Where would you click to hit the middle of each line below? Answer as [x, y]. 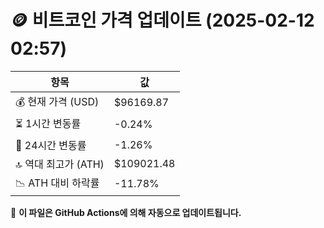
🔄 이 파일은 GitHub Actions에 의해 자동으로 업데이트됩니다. [126, 212]
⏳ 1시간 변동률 [48, 123]
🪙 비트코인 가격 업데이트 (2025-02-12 [162, 20]
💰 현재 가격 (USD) [57, 101]
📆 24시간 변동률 [51, 145]
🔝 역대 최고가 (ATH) [60, 164]
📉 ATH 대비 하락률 [57, 183]
